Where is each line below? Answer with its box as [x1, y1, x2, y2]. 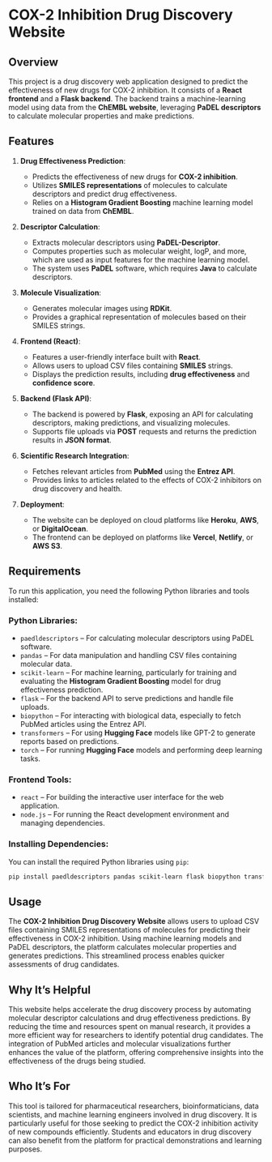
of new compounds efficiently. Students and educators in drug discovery [8, 1126, 253, 1136]
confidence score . [32, 378, 96, 387]
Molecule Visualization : [19, 288, 101, 297]
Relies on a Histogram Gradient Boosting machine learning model [32, 197, 253, 207]
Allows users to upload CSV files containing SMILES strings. [32, 361, 233, 370]
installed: [8, 594, 39, 604]
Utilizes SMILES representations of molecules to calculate [32, 180, 228, 190]
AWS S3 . [32, 540, 63, 550]
